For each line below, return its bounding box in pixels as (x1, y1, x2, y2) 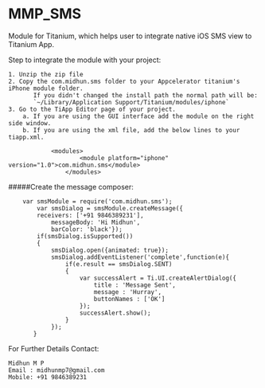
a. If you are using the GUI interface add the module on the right (22, 112, 255, 120)
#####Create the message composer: (8, 182, 134, 191)
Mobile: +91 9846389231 (8, 373, 88, 381)
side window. (8, 119, 52, 127)
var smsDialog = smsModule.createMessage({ (37, 204, 183, 212)
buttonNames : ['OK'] (93, 295, 166, 303)
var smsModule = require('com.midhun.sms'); (22, 197, 173, 206)
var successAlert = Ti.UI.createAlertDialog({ (79, 274, 237, 282)
